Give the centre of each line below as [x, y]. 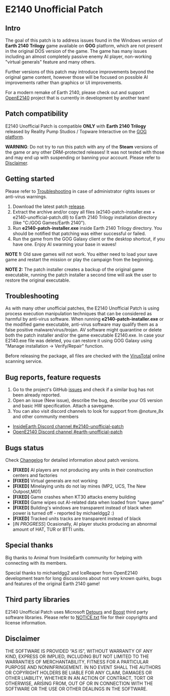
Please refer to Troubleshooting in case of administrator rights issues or [80, 191]
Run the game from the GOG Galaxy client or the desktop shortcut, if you [89, 239]
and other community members [45, 417]
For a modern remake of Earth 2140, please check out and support [75, 92]
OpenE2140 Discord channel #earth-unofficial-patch [67, 432]
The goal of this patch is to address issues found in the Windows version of [84, 40]
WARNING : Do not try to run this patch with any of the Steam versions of [82, 146]
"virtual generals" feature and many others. [50, 62]
